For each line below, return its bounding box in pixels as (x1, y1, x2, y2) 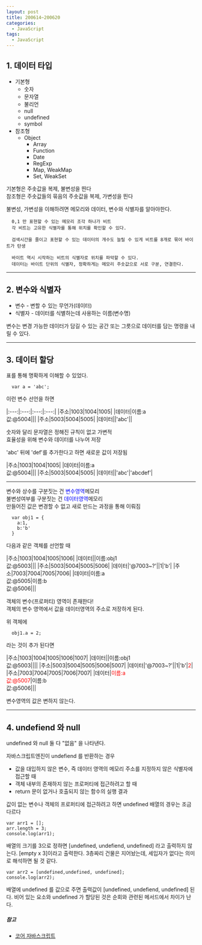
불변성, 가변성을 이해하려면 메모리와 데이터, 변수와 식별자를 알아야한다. (6, 205, 171, 212)
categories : (6, 20, 36, 26)
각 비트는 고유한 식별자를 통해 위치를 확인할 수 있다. (11, 224, 127, 231)
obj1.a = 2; (11, 630, 42, 637)
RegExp (32, 159, 52, 167)
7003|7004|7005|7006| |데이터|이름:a (13, 570, 105, 577)
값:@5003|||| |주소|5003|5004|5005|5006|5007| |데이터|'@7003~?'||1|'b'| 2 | (6, 662, 194, 669)
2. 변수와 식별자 (6, 285, 61, 295)
